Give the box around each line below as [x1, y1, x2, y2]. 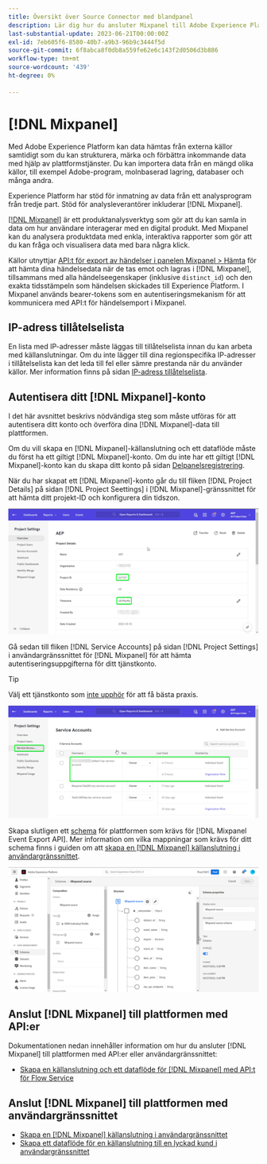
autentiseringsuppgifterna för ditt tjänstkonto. [8, 659, 157, 668]
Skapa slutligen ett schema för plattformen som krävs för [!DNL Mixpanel [8, 826, 247, 835]
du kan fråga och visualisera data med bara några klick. [8, 239, 191, 250]
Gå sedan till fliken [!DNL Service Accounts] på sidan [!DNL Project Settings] [8, 642, 258, 652]
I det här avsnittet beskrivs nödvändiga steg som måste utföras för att [8, 411, 237, 421]
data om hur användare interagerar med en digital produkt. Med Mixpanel [8, 223, 249, 232]
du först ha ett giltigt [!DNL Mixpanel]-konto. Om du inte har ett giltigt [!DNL [8, 452, 256, 461]
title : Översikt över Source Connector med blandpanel [8, 13, 194, 21]
